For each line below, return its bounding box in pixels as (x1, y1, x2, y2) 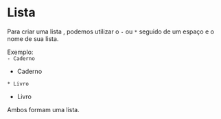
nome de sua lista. (7, 34, 59, 42)
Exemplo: (7, 48, 34, 56)
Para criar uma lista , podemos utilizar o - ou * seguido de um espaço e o (7, 27, 215, 36)
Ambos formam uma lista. (7, 105, 80, 114)
